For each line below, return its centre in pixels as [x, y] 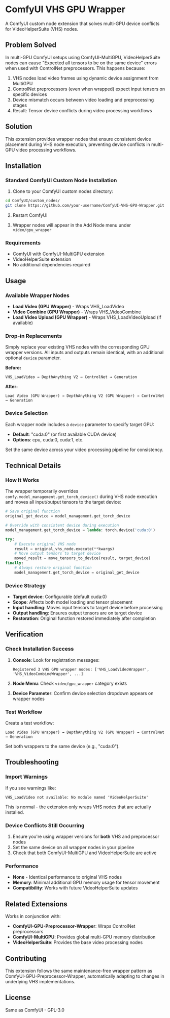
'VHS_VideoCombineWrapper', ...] [48, 674]
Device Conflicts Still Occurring [45, 825]
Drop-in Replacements [34, 336]
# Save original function [32, 511]
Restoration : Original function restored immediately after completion [84, 618]
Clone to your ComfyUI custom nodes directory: [63, 191]
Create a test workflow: [30, 723]
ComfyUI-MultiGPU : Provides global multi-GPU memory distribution [84, 937]
